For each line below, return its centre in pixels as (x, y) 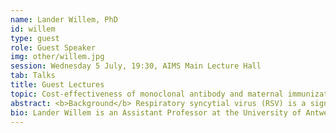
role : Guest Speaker (53, 47)
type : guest (35, 38)
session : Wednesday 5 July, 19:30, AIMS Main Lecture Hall (136, 66)
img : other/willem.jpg (57, 57)
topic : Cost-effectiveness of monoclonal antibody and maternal (147, 94)
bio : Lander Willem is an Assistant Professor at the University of (156, 112)
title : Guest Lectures (57, 85)
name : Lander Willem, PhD (64, 19)
